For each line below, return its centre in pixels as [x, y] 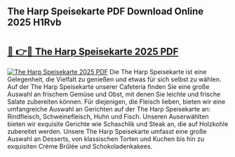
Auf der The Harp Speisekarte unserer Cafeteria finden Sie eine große [108, 87]
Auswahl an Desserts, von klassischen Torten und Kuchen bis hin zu [106, 139]
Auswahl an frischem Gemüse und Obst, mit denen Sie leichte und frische [114, 94]
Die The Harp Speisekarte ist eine [158, 72]
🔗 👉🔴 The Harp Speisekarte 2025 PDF [93, 52]
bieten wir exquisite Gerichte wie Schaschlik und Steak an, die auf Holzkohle [118, 124]
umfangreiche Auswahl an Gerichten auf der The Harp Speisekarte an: [109, 109]
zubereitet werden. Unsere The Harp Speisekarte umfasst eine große [107, 131]
